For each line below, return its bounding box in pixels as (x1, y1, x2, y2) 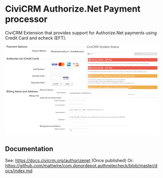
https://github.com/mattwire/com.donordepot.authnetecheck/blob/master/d (5, 163, 158, 168)
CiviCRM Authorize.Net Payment (5, 3, 141, 15)
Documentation (5, 144, 54, 153)
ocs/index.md (5, 168, 33, 174)
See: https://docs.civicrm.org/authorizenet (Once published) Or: (5, 158, 134, 163)
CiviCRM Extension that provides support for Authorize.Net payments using (5, 30, 157, 36)
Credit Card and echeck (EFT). (5, 35, 67, 41)
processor (5, 14, 48, 25)
